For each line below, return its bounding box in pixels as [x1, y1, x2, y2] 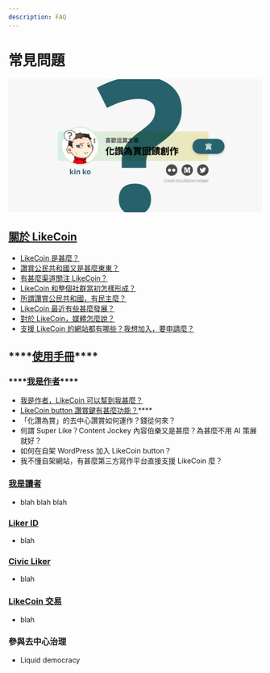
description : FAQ [8, 13, 67, 21]
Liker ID [8, 517, 39, 529]
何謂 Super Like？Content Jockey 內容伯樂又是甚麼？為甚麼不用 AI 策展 [19, 426, 257, 436]
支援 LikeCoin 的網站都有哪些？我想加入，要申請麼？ [19, 324, 195, 333]
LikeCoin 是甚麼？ [19, 253, 80, 262]
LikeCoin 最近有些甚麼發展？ [19, 303, 115, 313]
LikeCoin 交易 [8, 596, 62, 607]
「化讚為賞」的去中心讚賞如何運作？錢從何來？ [19, 416, 176, 425]
